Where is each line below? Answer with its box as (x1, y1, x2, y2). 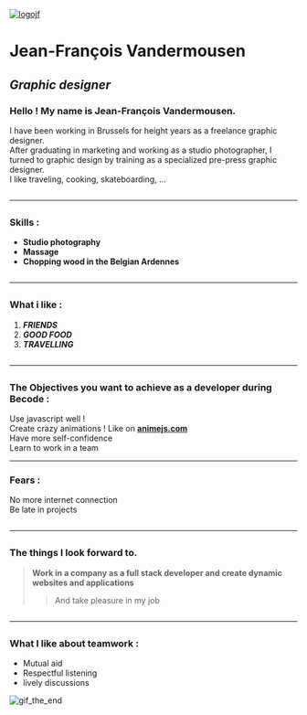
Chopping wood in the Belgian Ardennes (22, 256, 180, 267)
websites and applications (31, 577, 134, 588)
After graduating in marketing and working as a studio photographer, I (9, 144, 272, 155)
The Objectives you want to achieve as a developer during (9, 380, 272, 393)
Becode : (9, 392, 50, 405)
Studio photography (22, 237, 101, 248)
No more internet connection (9, 495, 119, 506)
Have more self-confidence (9, 432, 113, 443)
